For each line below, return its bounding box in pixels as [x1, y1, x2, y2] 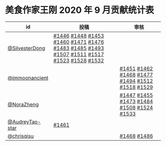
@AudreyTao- [7, 118, 41, 125]
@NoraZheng [7, 101, 39, 108]
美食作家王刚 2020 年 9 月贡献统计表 [5, 4, 154, 16]
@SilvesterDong [7, 45, 45, 51]
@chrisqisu [7, 132, 34, 139]
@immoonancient [7, 74, 48, 81]
